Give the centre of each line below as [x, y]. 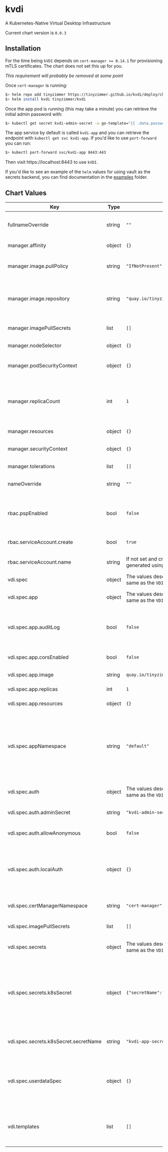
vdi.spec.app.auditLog [34, 627]
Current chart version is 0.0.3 [36, 33]
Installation [23, 49]
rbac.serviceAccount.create [40, 542]
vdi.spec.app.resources [35, 703]
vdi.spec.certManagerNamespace [48, 906]
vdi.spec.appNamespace [37, 746]
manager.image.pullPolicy [38, 266]
